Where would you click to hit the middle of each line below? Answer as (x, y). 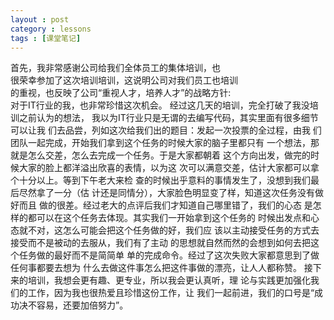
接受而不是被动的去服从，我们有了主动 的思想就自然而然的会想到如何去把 (160, 243)
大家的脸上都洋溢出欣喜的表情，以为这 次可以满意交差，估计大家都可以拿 (169, 168)
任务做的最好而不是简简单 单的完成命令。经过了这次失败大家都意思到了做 (169, 255)
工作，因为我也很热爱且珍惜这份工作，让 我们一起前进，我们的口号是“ (171, 293)
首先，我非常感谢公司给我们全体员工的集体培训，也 (115, 68)
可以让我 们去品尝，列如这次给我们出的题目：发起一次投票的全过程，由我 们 (166, 130)
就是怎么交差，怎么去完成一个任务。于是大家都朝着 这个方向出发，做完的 (160, 155)
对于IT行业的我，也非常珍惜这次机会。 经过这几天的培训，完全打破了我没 (160, 105)
